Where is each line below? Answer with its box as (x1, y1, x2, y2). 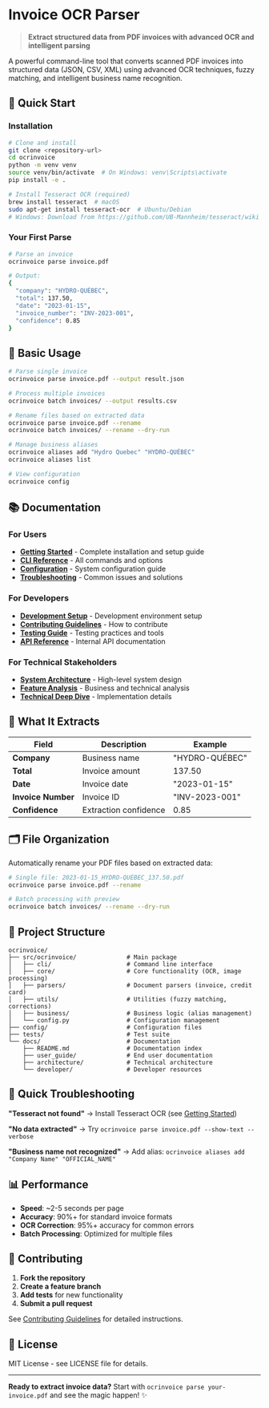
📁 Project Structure (8, 925, 106, 939)
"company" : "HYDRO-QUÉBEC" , (15, 287, 110, 295)
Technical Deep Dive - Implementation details (19, 692, 172, 702)
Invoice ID (82, 791, 120, 803)
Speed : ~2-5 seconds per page (19, 1203, 124, 1212)
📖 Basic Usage (8, 346, 82, 360)
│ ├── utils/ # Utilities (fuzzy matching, (8, 995, 227, 1003)
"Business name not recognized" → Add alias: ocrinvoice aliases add (8, 1147, 246, 1156)
